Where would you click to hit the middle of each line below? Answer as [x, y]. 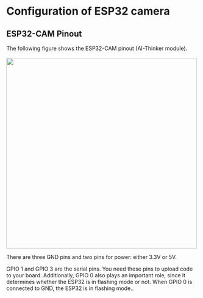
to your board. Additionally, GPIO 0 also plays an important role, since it [96, 275]
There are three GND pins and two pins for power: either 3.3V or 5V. [91, 257]
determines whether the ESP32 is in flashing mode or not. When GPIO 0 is [99, 282]
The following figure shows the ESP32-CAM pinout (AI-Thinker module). [97, 48]
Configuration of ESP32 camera [88, 11]
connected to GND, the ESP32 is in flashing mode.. [70, 288]
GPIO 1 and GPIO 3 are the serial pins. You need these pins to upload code [100, 269]
